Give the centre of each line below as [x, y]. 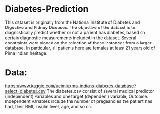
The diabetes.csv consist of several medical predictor [100, 91]
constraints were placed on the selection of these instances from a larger [78, 43]
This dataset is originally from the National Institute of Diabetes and [72, 22]
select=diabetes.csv [25, 91]
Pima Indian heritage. [26, 53]
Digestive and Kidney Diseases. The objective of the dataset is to [70, 27]
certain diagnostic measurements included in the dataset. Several [71, 38]
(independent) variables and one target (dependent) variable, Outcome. [77, 96]
